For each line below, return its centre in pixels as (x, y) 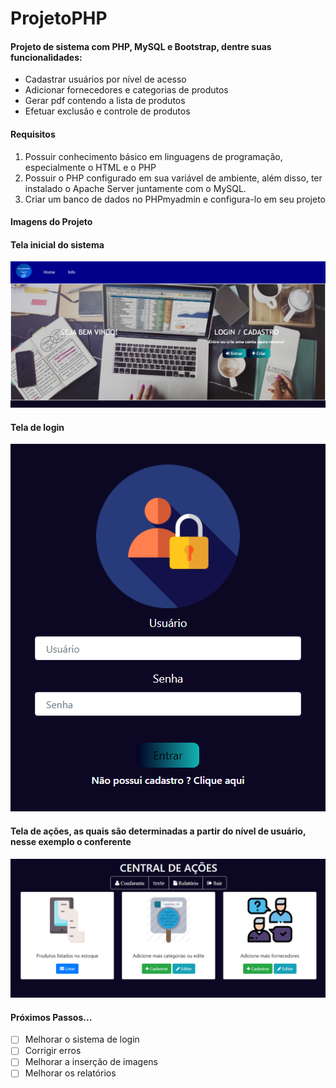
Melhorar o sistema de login (82, 1039)
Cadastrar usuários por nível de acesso (105, 79)
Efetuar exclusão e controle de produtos (107, 111)
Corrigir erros (53, 1051)
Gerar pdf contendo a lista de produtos (105, 101)
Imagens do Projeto (51, 222)
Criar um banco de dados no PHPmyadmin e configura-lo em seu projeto (175, 199)
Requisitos (33, 134)
